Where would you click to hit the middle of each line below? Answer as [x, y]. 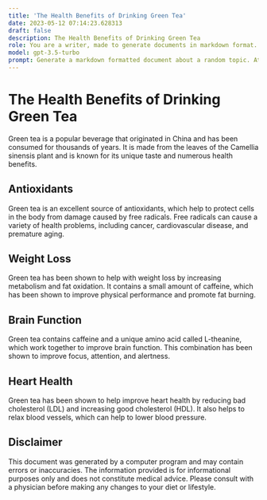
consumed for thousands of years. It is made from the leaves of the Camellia [133, 147]
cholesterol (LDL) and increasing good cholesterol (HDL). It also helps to [126, 409]
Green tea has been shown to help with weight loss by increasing [115, 278]
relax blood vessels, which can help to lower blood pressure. [107, 417]
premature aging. [37, 234]
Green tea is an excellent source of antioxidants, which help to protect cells [131, 208]
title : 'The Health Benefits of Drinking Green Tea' [97, 16]
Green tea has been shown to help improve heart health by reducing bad [127, 400]
